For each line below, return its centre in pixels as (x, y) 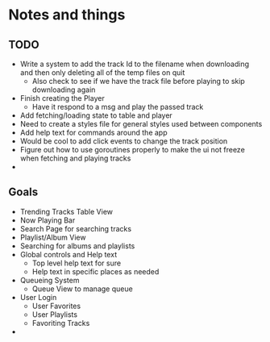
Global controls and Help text (69, 254)
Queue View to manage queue (82, 289)
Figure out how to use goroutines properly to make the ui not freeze (133, 150)
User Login (38, 297)
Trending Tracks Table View (66, 211)
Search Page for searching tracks (75, 228)
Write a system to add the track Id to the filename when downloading (135, 64)
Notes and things (67, 15)
